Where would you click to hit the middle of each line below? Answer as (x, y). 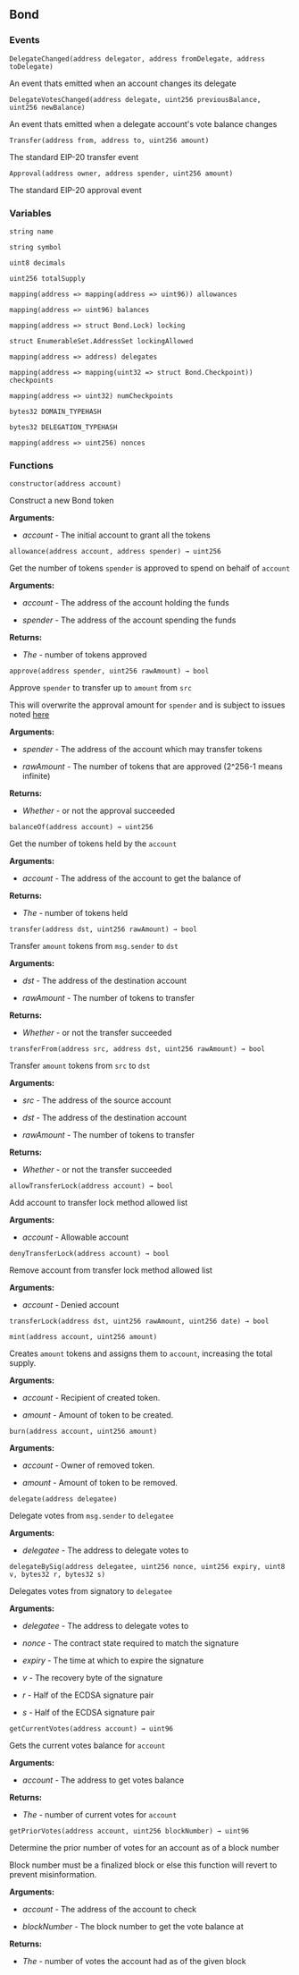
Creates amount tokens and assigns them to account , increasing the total (141, 1353)
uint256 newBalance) (48, 107)
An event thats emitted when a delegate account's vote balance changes (143, 123)
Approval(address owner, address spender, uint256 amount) (121, 174)
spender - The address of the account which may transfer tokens (142, 750)
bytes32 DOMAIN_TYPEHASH (55, 411)
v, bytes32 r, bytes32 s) (57, 1575)
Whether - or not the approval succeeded (99, 811)
